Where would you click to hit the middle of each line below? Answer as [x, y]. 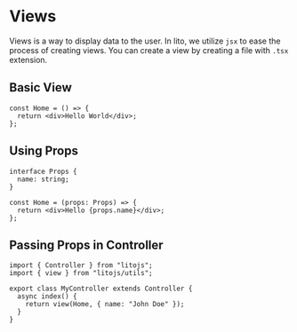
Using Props [44, 151]
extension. [28, 59]
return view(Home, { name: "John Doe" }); [105, 304]
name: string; [43, 179]
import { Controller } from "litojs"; [81, 265]
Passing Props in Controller [86, 245]
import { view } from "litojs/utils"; [81, 273]
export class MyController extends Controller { [101, 289]
